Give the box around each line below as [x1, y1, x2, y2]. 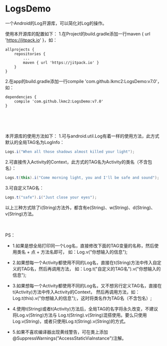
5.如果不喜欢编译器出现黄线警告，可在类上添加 [12, 328, 108, 335]
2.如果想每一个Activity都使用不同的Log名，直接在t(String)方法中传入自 [12, 259, 157, 265]
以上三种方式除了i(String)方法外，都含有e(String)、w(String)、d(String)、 [5, 204, 156, 210]
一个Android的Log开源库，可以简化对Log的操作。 [5, 20, 107, 26]
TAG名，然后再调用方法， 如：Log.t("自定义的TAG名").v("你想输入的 [21, 265, 161, 271]
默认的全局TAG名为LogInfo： [5, 139, 65, 145]
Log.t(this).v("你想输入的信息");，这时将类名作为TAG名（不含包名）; [12, 295, 152, 301]
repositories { [14, 51, 46, 56]
